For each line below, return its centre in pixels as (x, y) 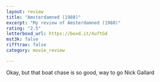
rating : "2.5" (24, 28)
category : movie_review (36, 51)
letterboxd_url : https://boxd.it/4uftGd (57, 34)
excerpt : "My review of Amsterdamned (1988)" (63, 23)
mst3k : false (22, 39)
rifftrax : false (26, 45)
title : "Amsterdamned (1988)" (44, 17)
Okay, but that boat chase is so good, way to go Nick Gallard (80, 72)
